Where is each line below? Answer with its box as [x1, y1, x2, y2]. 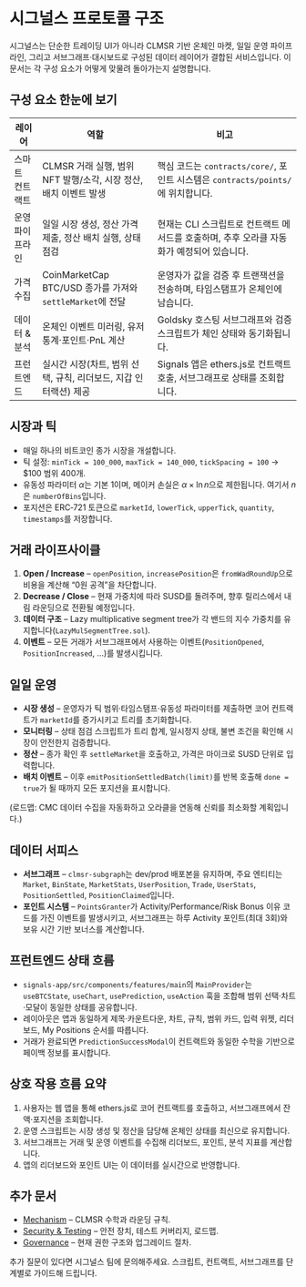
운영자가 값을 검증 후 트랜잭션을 [157, 269, 285, 281]
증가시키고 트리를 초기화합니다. [81, 714, 192, 725]
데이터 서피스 [9, 843, 79, 858]
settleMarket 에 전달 [42, 295, 127, 308]
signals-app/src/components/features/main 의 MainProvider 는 [22, 978, 252, 989]
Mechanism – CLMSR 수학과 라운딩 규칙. [22, 1214, 171, 1225]
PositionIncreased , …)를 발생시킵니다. [22, 648, 163, 659]
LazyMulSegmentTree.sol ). [55, 625, 151, 636]
